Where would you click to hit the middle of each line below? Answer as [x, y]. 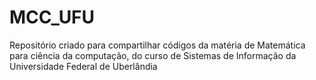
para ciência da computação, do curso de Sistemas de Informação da [153, 55]
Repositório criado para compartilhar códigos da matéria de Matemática [157, 45]
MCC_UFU [52, 17]
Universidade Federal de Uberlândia [83, 66]
